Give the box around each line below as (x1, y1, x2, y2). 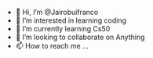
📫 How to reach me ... (15, 42, 89, 50)
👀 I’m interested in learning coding (15, 16, 127, 25)
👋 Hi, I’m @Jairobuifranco (15, 8, 99, 16)
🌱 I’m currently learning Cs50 (15, 24, 111, 33)
